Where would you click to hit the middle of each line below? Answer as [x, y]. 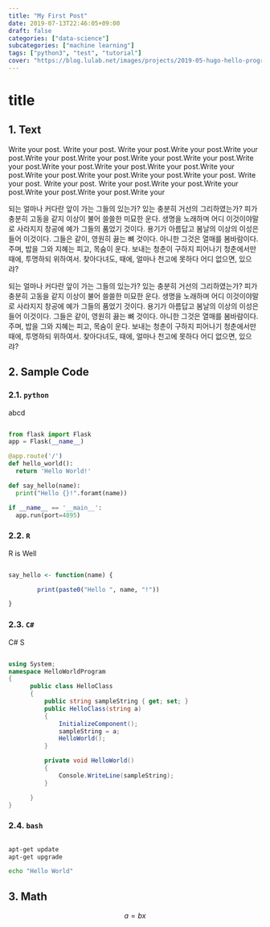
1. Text [25, 130]
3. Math [28, 896]
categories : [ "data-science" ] [59, 38]
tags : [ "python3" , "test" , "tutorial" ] [75, 53]
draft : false [30, 31]
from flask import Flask [50, 434]
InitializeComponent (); [98, 724]
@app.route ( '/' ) [35, 456]
